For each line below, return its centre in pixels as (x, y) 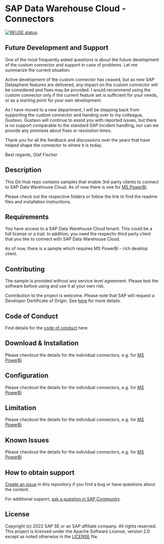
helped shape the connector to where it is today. (54, 145)
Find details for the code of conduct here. (47, 328)
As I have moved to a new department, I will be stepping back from (72, 109)
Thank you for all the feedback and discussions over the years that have (78, 140)
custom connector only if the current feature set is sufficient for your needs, (82, 95)
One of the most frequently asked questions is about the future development (82, 60)
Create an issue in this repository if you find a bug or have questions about (80, 484)
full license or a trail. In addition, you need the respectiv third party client (78, 234)
